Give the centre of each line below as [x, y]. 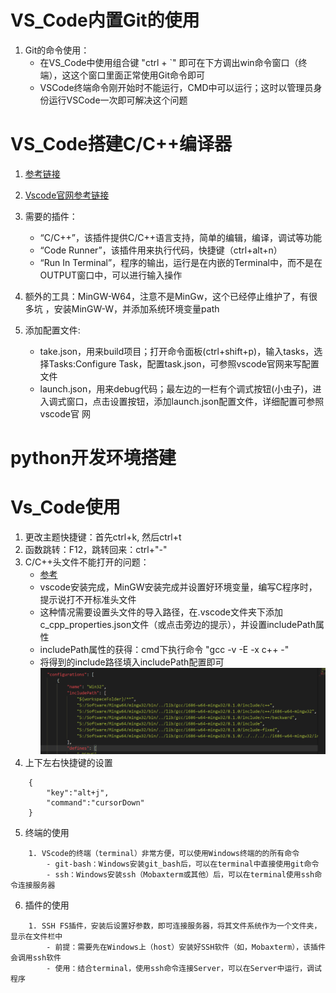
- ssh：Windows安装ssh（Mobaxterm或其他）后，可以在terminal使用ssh [180, 874]
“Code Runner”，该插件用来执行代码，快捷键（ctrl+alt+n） [161, 250]
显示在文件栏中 [36, 936]
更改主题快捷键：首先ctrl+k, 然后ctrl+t [103, 537]
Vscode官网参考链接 [67, 195]
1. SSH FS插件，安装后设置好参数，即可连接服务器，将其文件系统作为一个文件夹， [175, 926]
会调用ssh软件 [36, 957]
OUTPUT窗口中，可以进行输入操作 [111, 275]
